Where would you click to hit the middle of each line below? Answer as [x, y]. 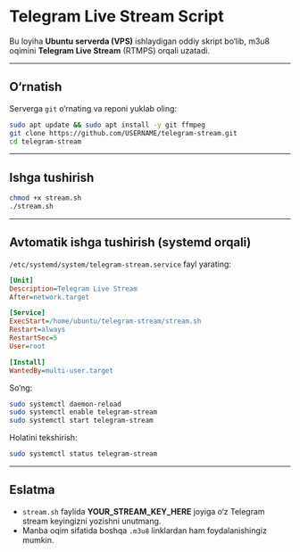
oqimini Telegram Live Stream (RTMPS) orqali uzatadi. [110, 50]
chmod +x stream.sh [46, 198]
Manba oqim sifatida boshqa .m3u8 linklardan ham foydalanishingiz [145, 530]
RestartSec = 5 [33, 338]
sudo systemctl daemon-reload [66, 404]
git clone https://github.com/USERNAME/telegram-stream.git [124, 133]
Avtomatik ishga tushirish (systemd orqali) [130, 243]
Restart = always [37, 330]
